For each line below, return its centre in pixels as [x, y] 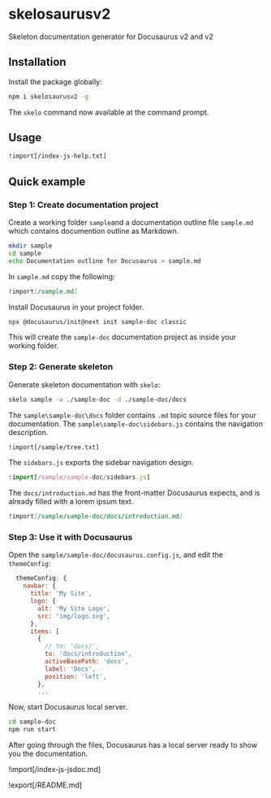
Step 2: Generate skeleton [61, 367]
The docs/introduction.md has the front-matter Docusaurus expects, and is [134, 493]
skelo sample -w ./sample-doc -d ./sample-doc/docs [97, 399]
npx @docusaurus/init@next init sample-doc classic [97, 321]
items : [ [45, 631]
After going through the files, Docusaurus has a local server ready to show [133, 745]
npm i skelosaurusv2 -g [49, 97]
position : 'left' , [75, 676]
